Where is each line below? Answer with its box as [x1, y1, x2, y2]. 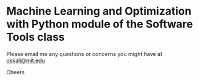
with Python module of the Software [6, 17, 194, 31]
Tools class [6, 30, 65, 44]
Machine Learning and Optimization [6, 4, 192, 18]
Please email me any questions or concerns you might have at [6, 50, 163, 57]
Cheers [6, 68, 25, 76]
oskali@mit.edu [6, 57, 45, 64]
